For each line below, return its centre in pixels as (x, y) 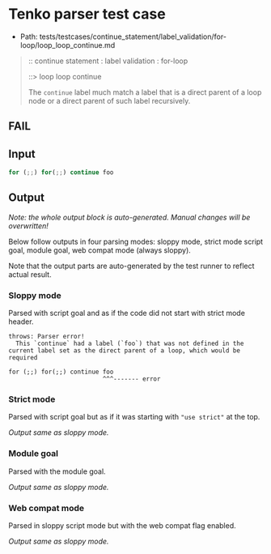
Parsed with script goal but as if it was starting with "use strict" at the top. (134, 417)
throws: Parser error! (47, 337)
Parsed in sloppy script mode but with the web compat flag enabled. (122, 526)
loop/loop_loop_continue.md (68, 45)
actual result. (30, 274)
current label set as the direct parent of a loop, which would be (125, 351)
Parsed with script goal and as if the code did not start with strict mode (127, 313)
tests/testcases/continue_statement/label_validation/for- (133, 36)
